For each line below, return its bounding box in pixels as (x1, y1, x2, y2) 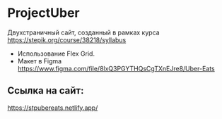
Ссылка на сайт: (7, 84, 84, 96)
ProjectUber (7, 5, 80, 21)
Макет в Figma (17, 56, 62, 65)
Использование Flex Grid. (17, 49, 95, 58)
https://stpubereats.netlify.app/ (7, 104, 98, 112)
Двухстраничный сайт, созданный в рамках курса (7, 28, 160, 37)
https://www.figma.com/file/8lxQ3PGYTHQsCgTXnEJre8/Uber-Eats (17, 64, 216, 73)
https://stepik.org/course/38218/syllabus (7, 35, 127, 44)
